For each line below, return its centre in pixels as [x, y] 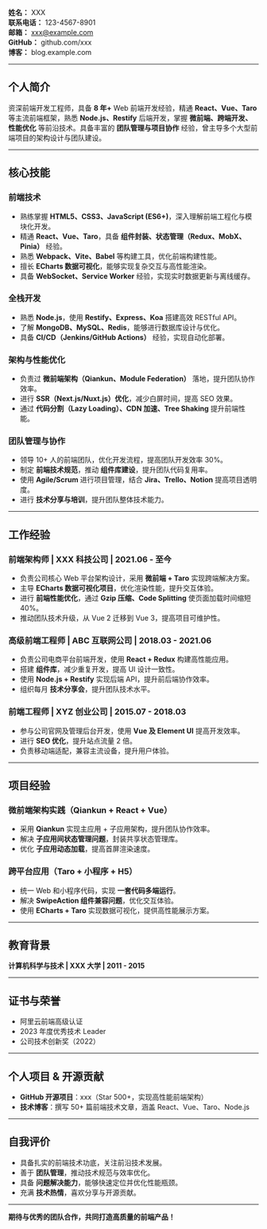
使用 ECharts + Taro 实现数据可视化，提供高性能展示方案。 [116, 910]
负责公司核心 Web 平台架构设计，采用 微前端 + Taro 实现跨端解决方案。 [137, 578]
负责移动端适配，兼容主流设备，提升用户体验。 [96, 751]
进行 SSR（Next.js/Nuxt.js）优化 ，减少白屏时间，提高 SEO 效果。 [128, 399]
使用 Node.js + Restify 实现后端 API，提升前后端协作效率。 [116, 679]
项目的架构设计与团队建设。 [60, 138]
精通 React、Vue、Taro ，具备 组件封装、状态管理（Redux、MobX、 [133, 236]
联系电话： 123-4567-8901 [52, 22]
